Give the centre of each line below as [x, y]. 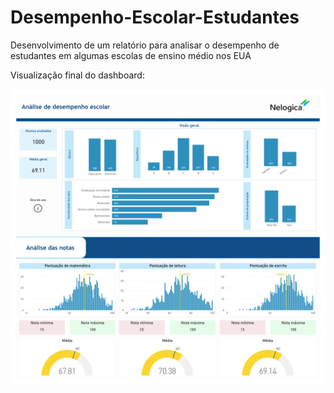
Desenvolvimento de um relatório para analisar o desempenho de [145, 45]
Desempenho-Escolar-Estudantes [155, 17]
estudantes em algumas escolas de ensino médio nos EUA [131, 55]
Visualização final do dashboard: [77, 75]
